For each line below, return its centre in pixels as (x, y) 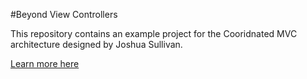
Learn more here (45, 63)
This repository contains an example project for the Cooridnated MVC (154, 33)
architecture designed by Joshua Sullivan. (96, 44)
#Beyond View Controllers (64, 14)
